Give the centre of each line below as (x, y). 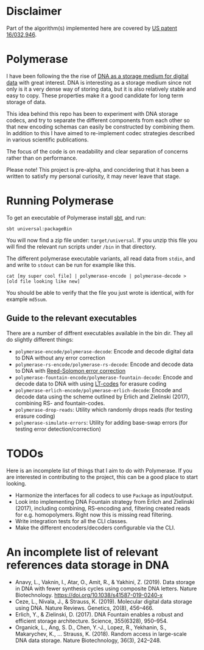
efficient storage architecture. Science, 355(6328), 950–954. (92, 621)
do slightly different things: (40, 339)
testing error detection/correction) (58, 429)
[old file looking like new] (43, 281)
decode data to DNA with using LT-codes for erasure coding (91, 383)
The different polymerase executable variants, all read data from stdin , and (101, 258)
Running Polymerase (60, 201)
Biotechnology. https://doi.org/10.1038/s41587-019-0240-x (89, 595)
